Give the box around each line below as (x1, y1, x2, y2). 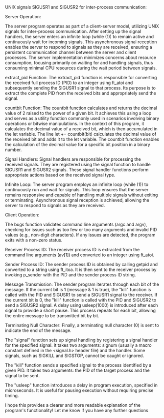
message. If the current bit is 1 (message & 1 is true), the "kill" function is (5, 287, 151, 292)
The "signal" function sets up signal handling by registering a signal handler (5, 337, 158, 343)
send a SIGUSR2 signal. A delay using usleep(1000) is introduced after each (5, 302, 158, 308)
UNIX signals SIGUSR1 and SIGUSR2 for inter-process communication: (5, 4, 147, 10)
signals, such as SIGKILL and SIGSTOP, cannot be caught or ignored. (5, 353, 144, 358)
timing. (5, 393, 19, 398)
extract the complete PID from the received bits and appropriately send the (5, 90, 157, 96)
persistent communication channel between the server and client (5, 49, 136, 55)
